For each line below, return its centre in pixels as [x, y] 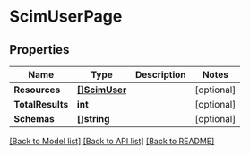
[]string [93, 119]
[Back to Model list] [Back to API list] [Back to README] [112, 141]
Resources [37, 90]
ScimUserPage [66, 17]
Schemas [34, 119]
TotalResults [41, 104]
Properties [39, 50]
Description [160, 75]
